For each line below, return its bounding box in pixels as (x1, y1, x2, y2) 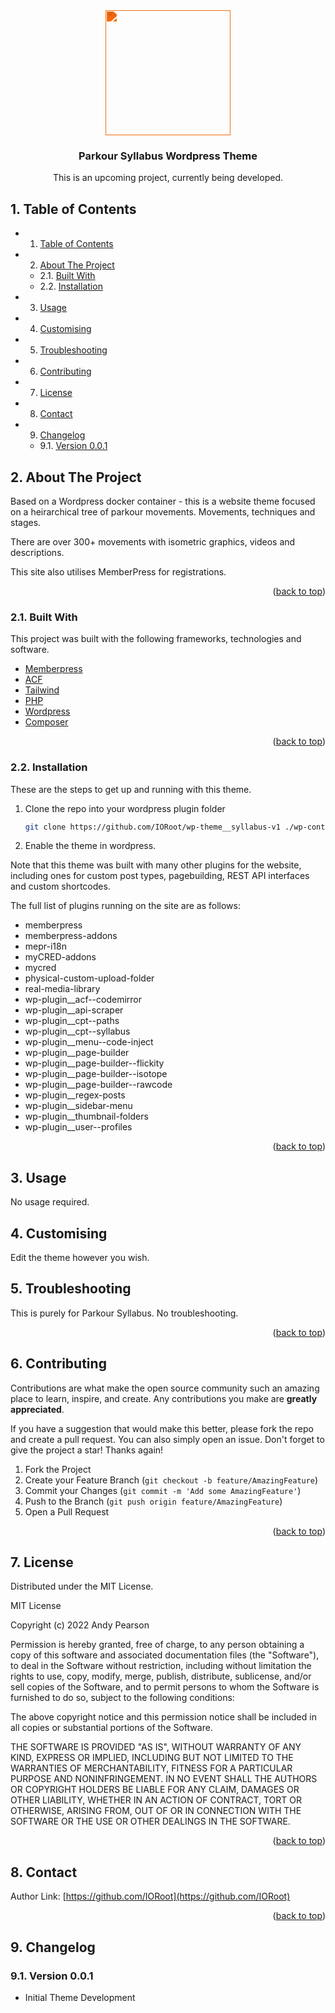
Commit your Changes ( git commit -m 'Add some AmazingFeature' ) (24, 1484, 302, 1496)
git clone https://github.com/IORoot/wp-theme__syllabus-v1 (24, 822, 281, 832)
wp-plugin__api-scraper (24, 1004, 124, 1016)
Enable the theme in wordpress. (24, 840, 157, 852)
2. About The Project (10, 469, 142, 486)
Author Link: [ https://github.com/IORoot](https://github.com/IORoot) (10, 1890, 291, 1903)
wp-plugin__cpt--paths (24, 1015, 120, 1027)
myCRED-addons (24, 951, 97, 963)
